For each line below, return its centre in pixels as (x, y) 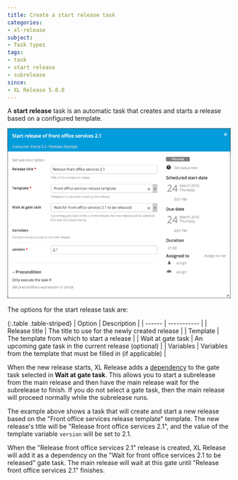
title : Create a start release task (61, 15)
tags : (15, 53)
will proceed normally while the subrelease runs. (78, 398)
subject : (20, 38)
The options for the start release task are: (68, 310)
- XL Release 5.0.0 (36, 90)
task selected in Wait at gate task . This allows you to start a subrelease (112, 375)
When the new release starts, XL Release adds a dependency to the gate (114, 367)
